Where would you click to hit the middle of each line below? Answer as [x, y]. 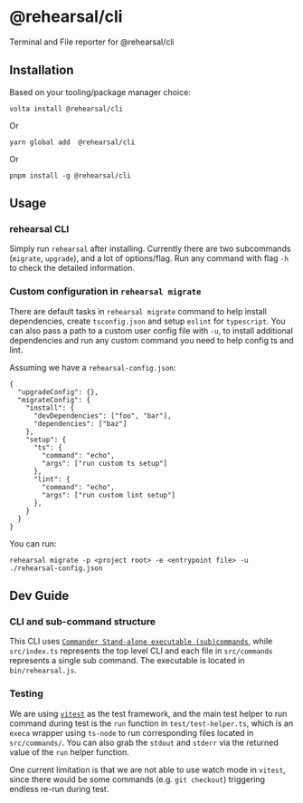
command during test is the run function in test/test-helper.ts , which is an [151, 723]
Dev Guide [39, 596]
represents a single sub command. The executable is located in [128, 661]
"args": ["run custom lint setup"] [109, 495]
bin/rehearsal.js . [43, 670]
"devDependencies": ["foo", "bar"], [102, 416]
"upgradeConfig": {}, [58, 392]
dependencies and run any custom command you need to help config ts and [151, 340]
